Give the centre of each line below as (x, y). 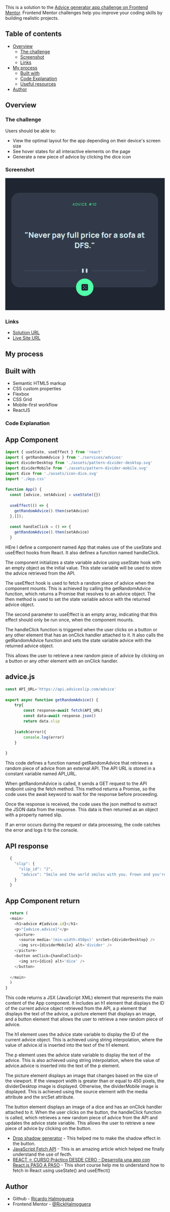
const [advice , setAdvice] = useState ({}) (55, 495)
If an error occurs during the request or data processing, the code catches (83, 825)
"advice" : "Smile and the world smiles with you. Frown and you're (94, 874)
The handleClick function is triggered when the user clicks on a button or (81, 630)
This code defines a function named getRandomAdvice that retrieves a (79, 763)
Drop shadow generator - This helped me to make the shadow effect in (87, 1138)
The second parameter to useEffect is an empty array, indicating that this (81, 615)
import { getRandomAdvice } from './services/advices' (64, 458)
